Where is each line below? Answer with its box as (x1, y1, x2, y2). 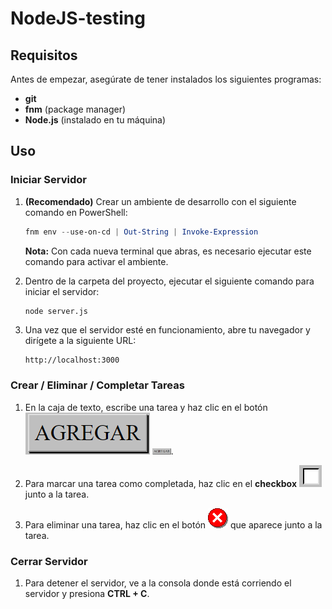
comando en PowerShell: (24, 206, 128, 218)
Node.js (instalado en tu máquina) (24, 114, 167, 126)
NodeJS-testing (10, 7, 146, 30)
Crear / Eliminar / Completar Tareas (10, 378, 185, 392)
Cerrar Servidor (10, 554, 88, 568)
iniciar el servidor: (24, 285, 100, 297)
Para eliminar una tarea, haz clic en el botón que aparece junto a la (24, 518, 323, 531)
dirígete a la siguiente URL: (24, 335, 137, 347)
